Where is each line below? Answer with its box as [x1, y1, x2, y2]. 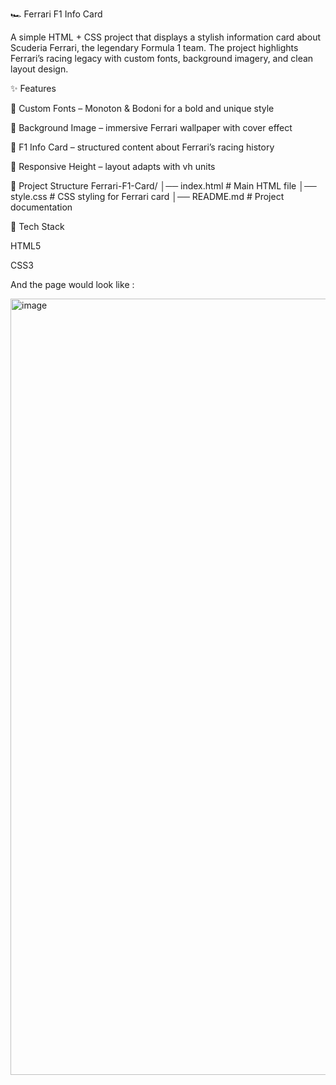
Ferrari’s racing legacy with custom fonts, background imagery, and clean [10, 53, 314, 64]
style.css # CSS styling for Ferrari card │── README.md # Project [10, 191, 285, 202]
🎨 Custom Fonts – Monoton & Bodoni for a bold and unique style [10, 103, 275, 114]
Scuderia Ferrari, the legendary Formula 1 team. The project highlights [10, 42, 299, 53]
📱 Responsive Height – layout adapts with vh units [10, 161, 216, 172]
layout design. [10, 63, 69, 75]
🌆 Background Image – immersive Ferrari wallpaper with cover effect [10, 122, 293, 133]
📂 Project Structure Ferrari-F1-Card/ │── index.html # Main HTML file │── [10, 180, 317, 192]
